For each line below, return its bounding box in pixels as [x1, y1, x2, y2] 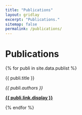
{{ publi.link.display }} [5, 95, 53, 101]
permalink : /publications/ [5, 26, 62, 32]
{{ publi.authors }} [5, 85, 43, 91]
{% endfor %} [5, 105, 34, 111]
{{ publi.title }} [5, 75, 35, 81]
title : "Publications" [5, 7, 53, 13]
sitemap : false [5, 21, 37, 27]
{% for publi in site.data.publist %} [5, 65, 77, 71]
